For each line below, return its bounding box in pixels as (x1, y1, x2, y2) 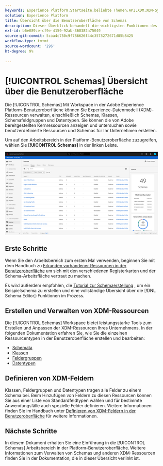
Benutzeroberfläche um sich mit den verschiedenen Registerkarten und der (5, 268, 156, 274)
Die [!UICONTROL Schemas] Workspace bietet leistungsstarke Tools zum (5, 320, 152, 326)
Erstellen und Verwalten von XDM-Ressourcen (5, 307, 149, 315)
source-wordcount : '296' (5, 44, 55, 49)
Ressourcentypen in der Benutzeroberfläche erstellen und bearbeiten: (5, 335, 145, 341)
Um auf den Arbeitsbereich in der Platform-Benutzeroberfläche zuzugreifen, (5, 137, 158, 143)
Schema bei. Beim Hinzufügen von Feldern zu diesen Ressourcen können (5, 392, 152, 398)
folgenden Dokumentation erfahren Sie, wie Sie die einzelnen (5, 330, 128, 336)
